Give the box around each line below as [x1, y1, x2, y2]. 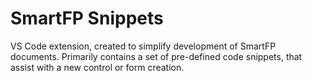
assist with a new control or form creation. [10, 61, 185, 73]
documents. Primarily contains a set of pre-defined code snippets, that [10, 50, 303, 62]
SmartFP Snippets [10, 7, 164, 30]
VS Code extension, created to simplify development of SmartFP [10, 40, 277, 52]
